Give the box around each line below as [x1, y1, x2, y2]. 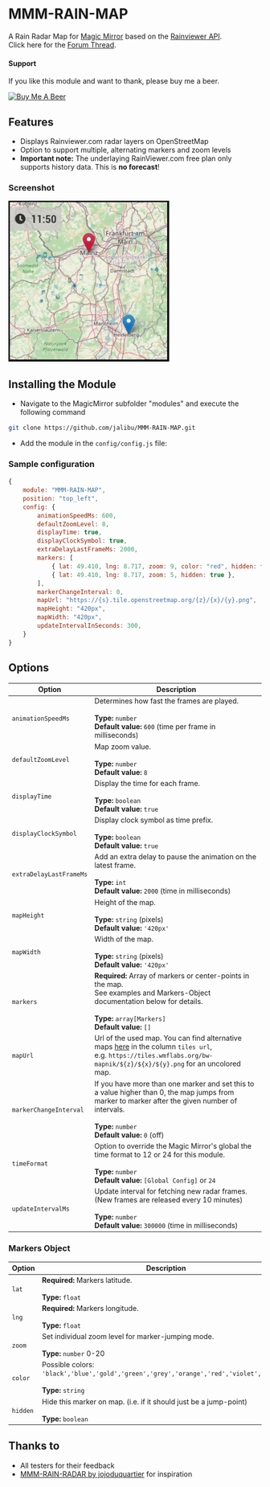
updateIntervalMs [11, 1205, 70, 1214]
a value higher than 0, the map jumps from [94, 1087, 235, 1097]
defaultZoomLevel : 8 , [37, 520, 110, 528]
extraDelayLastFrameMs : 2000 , [37, 546, 138, 554]
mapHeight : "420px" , [37, 604, 106, 613]
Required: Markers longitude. [41, 1303, 139, 1313]
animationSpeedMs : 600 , [37, 511, 117, 519]
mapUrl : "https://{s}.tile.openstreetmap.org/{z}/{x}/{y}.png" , [37, 596, 257, 604]
